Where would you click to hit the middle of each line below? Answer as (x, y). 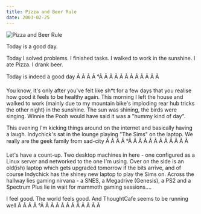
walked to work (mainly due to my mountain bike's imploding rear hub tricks (101, 103)
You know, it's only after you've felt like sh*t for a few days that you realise (99, 90)
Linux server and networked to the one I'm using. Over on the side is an (95, 161)
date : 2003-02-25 (28, 17)
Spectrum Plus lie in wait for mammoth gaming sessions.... (79, 187)
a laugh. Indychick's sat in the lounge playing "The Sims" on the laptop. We (100, 134)
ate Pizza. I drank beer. (35, 65)
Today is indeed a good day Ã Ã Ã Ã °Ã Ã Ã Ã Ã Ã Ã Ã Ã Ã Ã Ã (83, 77)
